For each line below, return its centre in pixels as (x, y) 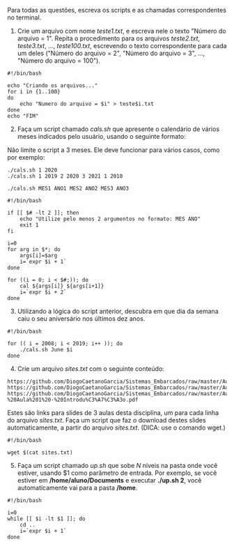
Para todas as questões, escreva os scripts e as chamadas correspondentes (117, 10)
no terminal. (24, 17)
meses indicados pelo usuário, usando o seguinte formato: (101, 136)
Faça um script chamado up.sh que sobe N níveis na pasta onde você (117, 465)
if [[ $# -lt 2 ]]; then (43, 213)
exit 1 (29, 225)
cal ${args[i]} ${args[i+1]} (62, 286)
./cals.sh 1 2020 (32, 170)
